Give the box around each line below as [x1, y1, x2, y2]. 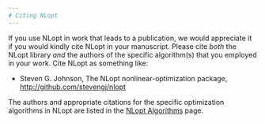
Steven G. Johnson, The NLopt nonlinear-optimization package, [19, 73, 228, 83]
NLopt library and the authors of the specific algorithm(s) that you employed [8, 50, 257, 59]
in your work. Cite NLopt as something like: [8, 58, 149, 68]
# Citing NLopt [8, 11, 59, 20]
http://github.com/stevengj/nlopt [19, 82, 127, 91]
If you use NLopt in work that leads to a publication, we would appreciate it [8, 33, 252, 43]
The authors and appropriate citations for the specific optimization [8, 97, 225, 106]
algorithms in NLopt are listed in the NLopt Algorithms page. [8, 106, 204, 115]
